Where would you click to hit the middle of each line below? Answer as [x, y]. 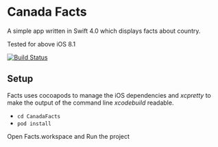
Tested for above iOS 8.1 [41, 44]
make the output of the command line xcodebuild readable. [90, 103]
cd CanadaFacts [39, 116]
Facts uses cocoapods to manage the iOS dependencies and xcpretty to [109, 95]
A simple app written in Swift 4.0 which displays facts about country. [104, 31]
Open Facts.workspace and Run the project [69, 136]
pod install [34, 124]
